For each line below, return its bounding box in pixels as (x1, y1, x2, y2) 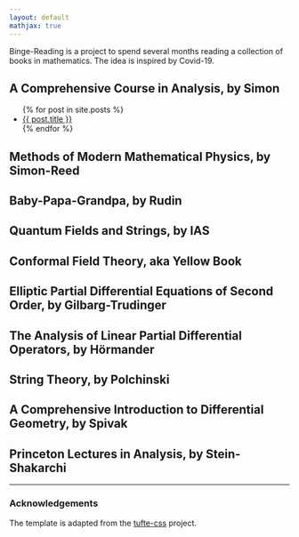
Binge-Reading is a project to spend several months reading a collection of (9, 45, 283, 56)
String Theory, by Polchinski (9, 373, 170, 388)
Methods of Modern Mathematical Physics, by (9, 148, 271, 164)
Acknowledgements (9, 497, 99, 509)
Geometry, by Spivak (9, 416, 128, 431)
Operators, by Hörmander (9, 341, 155, 357)
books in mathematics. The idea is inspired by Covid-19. (9, 55, 215, 66)
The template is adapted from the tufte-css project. (9, 517, 198, 528)
